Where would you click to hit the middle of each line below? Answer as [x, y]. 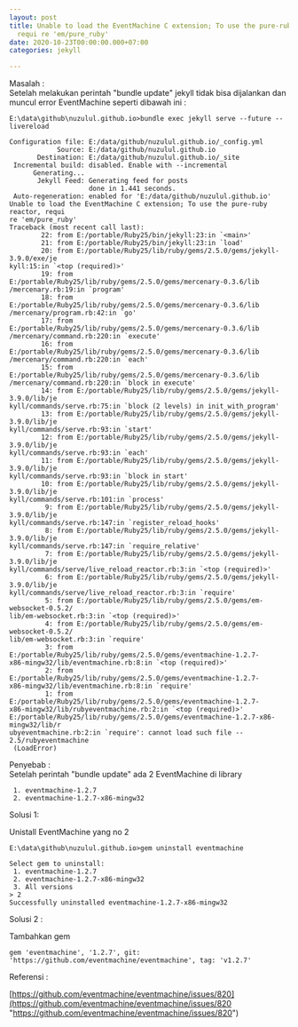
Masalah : [27, 84]
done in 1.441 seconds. [132, 189]
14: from [57, 391]
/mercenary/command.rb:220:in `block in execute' [103, 383]
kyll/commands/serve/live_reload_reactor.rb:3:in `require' [123, 593]
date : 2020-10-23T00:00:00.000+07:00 [79, 42]
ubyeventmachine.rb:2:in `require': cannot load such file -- [126, 733]
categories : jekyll [45, 51]
